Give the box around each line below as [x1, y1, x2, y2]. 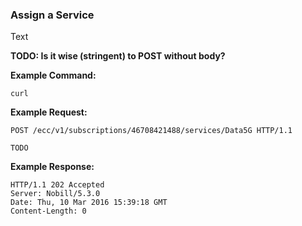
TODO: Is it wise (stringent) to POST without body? [10, 50, 226, 62]
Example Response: [10, 161, 95, 173]
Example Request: [10, 106, 88, 118]
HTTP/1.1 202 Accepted [10, 180, 105, 190]
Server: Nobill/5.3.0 [10, 189, 101, 199]
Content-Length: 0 [10, 206, 87, 217]
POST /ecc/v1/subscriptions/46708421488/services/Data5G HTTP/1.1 [10, 126, 293, 136]
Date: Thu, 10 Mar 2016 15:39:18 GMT [10, 198, 168, 208]
